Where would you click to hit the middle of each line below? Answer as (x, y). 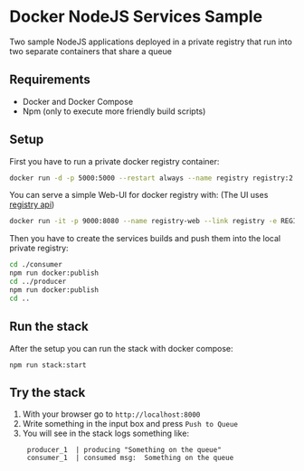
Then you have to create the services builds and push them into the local (145, 239)
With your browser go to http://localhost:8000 (111, 414)
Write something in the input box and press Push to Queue (130, 424)
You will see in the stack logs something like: (106, 433)
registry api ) (32, 204)
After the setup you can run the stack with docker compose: (121, 348)
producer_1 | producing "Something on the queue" (124, 450)
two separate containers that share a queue (90, 51)
